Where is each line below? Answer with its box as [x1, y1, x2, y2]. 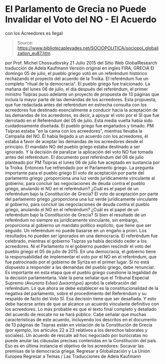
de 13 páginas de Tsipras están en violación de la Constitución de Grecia [5, 322, 153, 328]
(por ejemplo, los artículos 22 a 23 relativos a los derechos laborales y [5, 327, 148, 333]
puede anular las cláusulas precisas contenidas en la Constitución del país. [5, 337, 158, 343]
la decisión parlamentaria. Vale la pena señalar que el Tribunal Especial [5, 275, 149, 281]
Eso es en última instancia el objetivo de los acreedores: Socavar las [5, 343, 144, 349]
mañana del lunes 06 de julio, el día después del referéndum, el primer [5, 86, 148, 92]
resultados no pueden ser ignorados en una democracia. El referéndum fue [5, 233, 158, 239]
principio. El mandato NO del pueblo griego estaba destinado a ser [5, 144, 140, 149]
